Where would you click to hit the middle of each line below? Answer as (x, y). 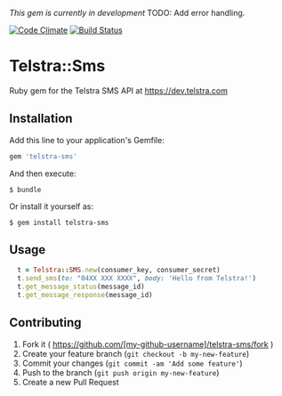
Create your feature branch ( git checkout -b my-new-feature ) (136, 353)
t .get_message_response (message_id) (85, 295)
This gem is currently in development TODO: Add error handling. (127, 13)
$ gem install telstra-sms (59, 222)
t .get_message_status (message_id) (81, 287)
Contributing (45, 323)
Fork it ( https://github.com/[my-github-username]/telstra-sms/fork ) (148, 344)
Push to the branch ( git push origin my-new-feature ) (121, 372)
